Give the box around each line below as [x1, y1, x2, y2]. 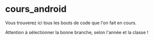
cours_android [5, 3, 66, 15]
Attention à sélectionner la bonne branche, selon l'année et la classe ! [5, 29, 148, 35]
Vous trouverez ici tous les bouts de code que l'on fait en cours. [5, 20, 136, 26]
